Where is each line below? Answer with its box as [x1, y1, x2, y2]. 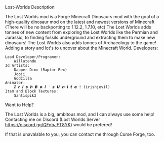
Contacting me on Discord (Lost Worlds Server [5, 116, 100, 122]
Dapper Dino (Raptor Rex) [14, 67, 68, 72]
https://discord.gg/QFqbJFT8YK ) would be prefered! [5, 122, 112, 127]
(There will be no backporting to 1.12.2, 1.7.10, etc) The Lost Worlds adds [5, 24, 152, 30]
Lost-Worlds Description [5, 4, 55, 10]
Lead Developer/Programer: [5, 55, 61, 59]
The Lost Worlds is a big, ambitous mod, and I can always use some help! [5, 112, 155, 117]
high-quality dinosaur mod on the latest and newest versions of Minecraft [5, 19, 155, 25]
